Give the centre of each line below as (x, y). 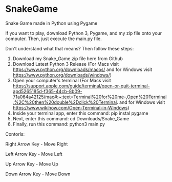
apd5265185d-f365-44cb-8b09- (47, 91)
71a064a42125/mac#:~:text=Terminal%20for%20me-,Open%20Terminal (90, 97)
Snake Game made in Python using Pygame (51, 23)
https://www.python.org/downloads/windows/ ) (62, 75)
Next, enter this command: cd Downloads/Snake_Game (71, 118)
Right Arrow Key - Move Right (37, 144)
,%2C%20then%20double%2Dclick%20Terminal (65, 102)
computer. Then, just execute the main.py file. (53, 39)
